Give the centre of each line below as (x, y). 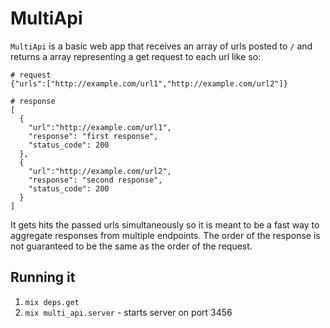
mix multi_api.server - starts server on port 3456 (128, 312)
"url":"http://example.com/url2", (100, 171)
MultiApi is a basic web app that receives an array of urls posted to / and (161, 46)
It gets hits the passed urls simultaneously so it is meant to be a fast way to (165, 224)
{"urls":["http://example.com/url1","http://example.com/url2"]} (149, 83)
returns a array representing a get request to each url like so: (136, 56)
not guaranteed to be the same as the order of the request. (131, 246)
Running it (43, 277)
